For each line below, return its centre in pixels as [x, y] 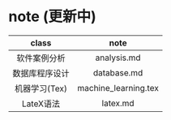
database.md [118, 72]
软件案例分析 [41, 58]
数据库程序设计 [41, 73]
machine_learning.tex [118, 88]
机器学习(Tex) [41, 88]
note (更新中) [53, 17]
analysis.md [118, 58]
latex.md [118, 103]
